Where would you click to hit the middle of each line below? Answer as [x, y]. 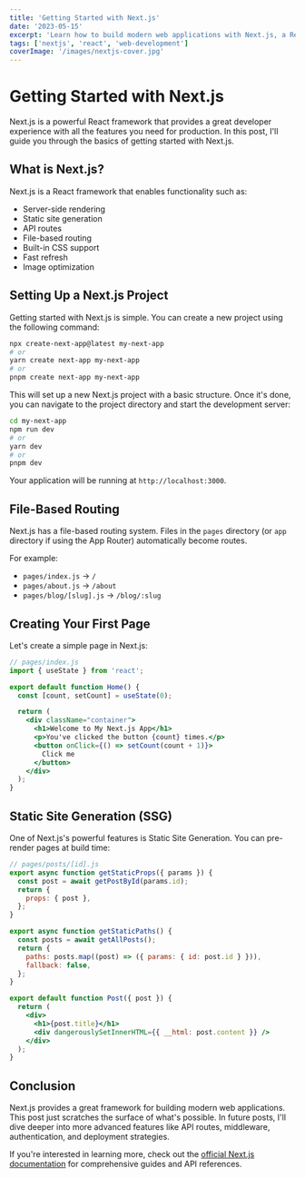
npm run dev [32, 429]
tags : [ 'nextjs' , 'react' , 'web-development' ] [99, 43]
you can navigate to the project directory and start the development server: [150, 404]
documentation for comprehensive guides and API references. [126, 1164]
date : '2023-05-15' [46, 26]
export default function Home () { [75, 687]
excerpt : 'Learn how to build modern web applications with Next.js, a [148, 35]
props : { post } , [59, 898]
